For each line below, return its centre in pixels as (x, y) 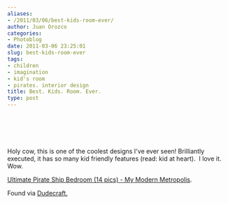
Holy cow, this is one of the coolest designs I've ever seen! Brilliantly (106, 151)
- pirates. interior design (48, 85)
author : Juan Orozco (37, 27)
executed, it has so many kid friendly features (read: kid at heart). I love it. (114, 159)
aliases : (20, 14)
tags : (15, 59)
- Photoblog (24, 40)
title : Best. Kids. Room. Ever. (54, 92)
